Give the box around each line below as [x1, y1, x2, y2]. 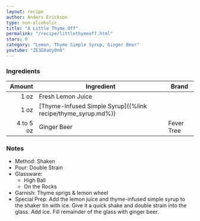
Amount [10, 83, 33, 91]
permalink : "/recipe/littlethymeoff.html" [6, 31, 113, 37]
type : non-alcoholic [6, 20, 58, 26]
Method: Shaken [14, 158, 55, 165]
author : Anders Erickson [6, 14, 68, 20]
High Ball [23, 176, 46, 184]
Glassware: [14, 171, 43, 178]
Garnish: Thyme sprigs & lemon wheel [14, 190, 108, 197]
